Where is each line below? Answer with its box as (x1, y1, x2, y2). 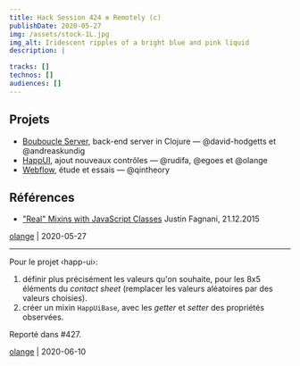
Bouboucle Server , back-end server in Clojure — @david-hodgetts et (21, 136, 277, 146)
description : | (9, 46, 66, 55)
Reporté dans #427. (9, 329, 82, 340)
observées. (21, 312, 64, 322)
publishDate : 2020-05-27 (9, 21, 102, 30)
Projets (9, 112, 51, 128)
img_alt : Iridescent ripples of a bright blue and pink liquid (9, 37, 250, 47)
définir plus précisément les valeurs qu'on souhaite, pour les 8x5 (21, 274, 261, 285)
